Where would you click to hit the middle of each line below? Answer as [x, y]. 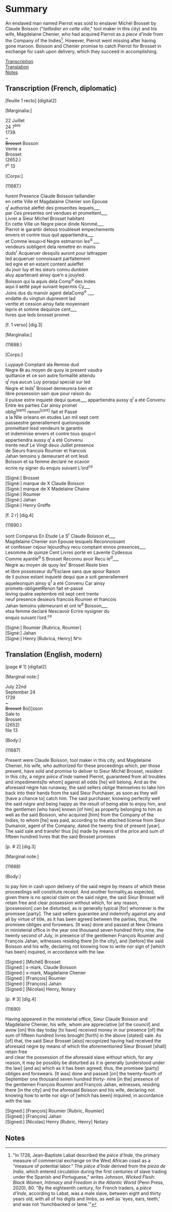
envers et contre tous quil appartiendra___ [49, 235]
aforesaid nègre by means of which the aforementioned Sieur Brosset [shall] [86, 1047]
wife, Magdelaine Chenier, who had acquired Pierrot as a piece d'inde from [84, 34]
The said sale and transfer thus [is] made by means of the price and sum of [85, 831]
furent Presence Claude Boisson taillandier [50, 196]
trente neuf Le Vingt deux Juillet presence [50, 445]
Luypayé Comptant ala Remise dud [42, 365]
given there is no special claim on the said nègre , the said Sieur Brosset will [85, 898]
